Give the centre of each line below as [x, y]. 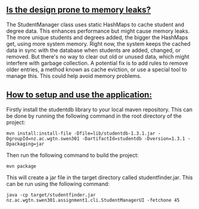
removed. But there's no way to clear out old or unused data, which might [98, 56]
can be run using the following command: [58, 184]
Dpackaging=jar [25, 144]
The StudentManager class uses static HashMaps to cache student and [95, 24]
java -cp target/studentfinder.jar [51, 195]
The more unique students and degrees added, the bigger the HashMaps [97, 37]
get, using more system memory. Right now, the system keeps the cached [98, 43]
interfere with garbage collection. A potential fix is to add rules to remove [97, 63]
